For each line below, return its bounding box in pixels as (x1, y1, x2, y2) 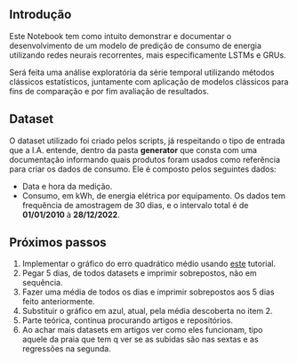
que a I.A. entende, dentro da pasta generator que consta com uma (9, 144, 258, 155)
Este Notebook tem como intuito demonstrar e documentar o (9, 30, 232, 41)
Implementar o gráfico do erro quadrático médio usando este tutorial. (21, 258, 277, 270)
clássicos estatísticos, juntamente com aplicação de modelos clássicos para (9, 76, 289, 87)
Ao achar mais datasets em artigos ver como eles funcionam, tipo (21, 325, 263, 335)
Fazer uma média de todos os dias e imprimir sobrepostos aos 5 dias (21, 286, 275, 297)
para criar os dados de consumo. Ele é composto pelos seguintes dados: (9, 164, 277, 174)
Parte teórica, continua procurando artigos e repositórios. (21, 315, 234, 326)
